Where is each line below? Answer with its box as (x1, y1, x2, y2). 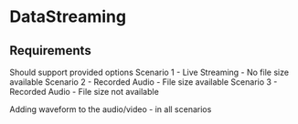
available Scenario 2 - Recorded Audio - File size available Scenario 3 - (9, 77, 278, 88)
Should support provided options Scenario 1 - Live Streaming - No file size (9, 67, 290, 77)
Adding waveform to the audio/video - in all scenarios (9, 104, 212, 115)
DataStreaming (9, 6, 126, 27)
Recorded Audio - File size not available (9, 87, 160, 97)
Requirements (9, 43, 91, 58)
